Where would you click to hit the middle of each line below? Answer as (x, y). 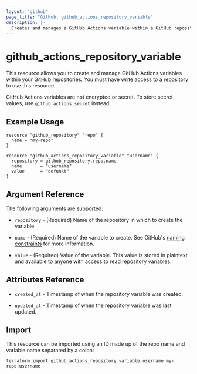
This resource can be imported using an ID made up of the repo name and (96, 344)
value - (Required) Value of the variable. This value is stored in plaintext (101, 255)
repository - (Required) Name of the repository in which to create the (98, 220)
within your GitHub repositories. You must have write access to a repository (97, 79)
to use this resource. (31, 86)
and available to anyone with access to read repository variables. (93, 261)
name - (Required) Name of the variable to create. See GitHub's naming (99, 237)
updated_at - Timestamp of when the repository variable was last (93, 305)
